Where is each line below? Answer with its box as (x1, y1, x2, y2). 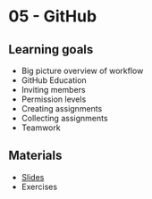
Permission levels (21, 94, 87, 104)
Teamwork (21, 122, 61, 133)
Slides (21, 171, 45, 182)
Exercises (21, 181, 58, 192)
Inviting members (21, 85, 86, 95)
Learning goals (8, 42, 94, 57)
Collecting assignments (21, 113, 108, 123)
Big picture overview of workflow (21, 65, 144, 76)
